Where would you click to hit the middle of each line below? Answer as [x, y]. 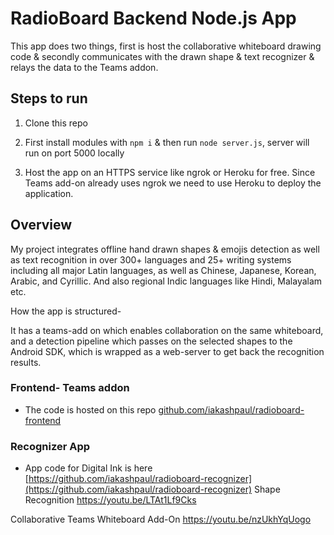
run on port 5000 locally [74, 153]
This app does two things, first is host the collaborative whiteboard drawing [166, 46]
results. [26, 362]
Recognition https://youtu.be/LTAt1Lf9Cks [110, 500]
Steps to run [49, 98]
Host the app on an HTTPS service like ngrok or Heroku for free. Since [170, 172]
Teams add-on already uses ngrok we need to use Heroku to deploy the [173, 183]
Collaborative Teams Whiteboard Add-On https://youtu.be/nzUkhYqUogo [161, 519]
